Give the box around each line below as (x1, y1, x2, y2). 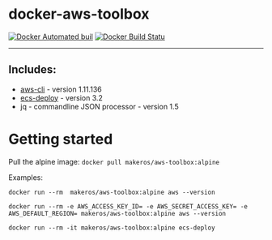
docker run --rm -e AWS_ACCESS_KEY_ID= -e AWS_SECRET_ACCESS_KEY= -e (8, 202, 249, 211)
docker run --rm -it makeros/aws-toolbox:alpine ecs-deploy (8, 224, 216, 232)
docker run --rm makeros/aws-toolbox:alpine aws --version (8, 188, 216, 196)
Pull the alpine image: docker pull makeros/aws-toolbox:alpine (8, 156, 220, 166)
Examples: (8, 172, 43, 182)
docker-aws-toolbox (8, 5, 150, 24)
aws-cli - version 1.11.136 (19, 84, 103, 94)
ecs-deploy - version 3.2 (19, 92, 104, 102)
